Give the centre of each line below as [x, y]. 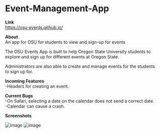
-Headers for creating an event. [37, 86]
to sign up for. [19, 71]
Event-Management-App [57, 9]
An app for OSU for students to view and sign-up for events [65, 42]
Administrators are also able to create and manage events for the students [80, 66]
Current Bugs [19, 96]
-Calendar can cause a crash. [35, 106]
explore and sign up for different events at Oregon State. [62, 56]
